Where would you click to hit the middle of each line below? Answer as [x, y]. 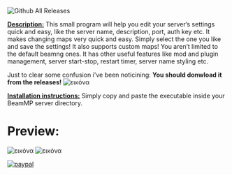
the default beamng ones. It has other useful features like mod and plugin [113, 54]
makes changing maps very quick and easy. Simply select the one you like [114, 39]
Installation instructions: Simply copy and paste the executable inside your [116, 96]
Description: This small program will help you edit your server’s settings [111, 24]
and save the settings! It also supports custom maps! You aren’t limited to [113, 46]
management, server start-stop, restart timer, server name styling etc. [108, 61]
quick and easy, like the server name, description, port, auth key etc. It [109, 32]
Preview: [33, 131]
